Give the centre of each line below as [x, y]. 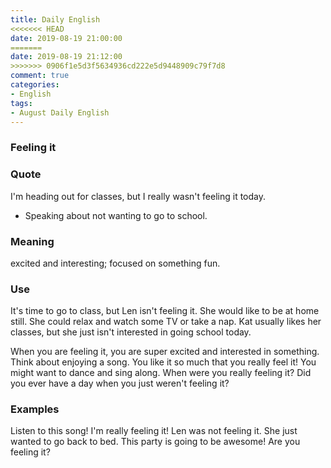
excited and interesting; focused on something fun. [115, 263]
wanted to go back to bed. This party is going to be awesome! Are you [155, 442]
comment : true [40, 76]
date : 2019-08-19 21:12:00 [66, 57]
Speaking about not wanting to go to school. [116, 215]
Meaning [32, 241]
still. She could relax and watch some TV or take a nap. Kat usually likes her [166, 322]
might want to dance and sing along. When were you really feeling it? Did [161, 373]
